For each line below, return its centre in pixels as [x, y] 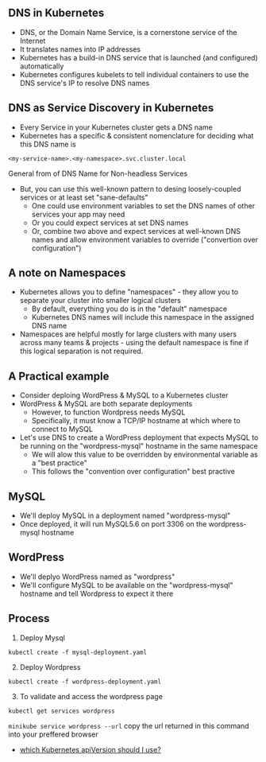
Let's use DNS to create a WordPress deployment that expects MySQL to [139, 437]
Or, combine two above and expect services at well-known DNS [136, 231]
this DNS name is [48, 144]
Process [29, 618]
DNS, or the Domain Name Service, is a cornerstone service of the [128, 32]
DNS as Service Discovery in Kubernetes [111, 108]
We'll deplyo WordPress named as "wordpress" [97, 577]
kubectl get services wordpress [62, 711]
